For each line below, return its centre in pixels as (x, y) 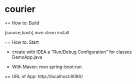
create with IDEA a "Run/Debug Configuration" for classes (72, 52)
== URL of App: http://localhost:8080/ (44, 76)
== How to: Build (22, 23)
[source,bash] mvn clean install (37, 32)
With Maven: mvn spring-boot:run (47, 67)
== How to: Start (22, 42)
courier (20, 9)
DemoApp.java (27, 57)
